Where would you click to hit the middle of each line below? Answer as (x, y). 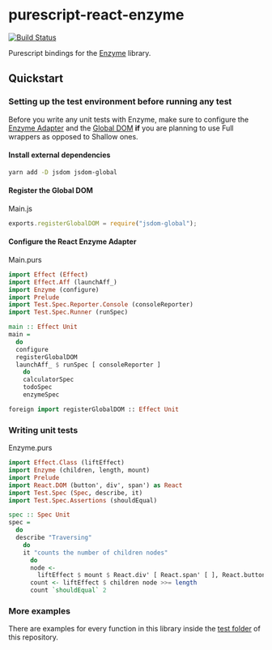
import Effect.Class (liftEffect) (67, 463)
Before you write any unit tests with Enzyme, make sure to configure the (129, 119)
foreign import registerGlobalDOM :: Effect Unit (94, 409)
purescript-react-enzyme (96, 15)
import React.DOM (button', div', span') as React (96, 485)
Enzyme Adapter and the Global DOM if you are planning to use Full (121, 128)
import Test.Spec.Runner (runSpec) (68, 312)
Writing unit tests (43, 430)
